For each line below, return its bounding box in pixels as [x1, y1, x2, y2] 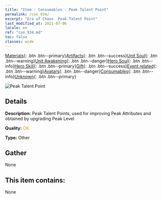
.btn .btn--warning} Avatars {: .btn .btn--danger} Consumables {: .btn [5, 68, 141, 74]
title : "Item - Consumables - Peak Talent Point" [5, 7, 109, 12]
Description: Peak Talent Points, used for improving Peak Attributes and [5, 110, 151, 116]
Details [5, 97, 27, 106]
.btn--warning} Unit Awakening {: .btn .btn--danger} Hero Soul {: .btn [5, 57, 140, 64]
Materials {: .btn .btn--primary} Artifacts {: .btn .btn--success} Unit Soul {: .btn [5, 53, 158, 58]
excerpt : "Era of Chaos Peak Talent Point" [5, 16, 98, 21]
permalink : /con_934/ [5, 12, 50, 17]
